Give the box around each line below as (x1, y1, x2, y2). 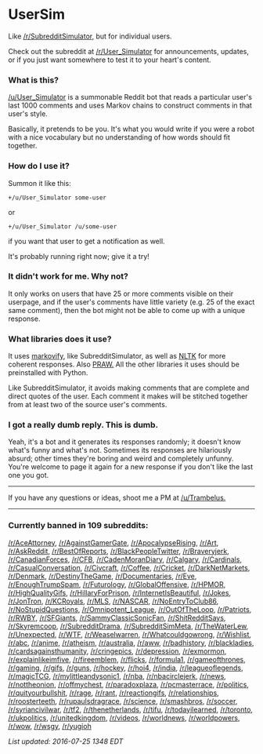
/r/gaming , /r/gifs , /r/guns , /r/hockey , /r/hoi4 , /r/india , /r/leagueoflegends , (8, 663, 243, 672)
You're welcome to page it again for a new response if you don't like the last (8, 462, 253, 472)
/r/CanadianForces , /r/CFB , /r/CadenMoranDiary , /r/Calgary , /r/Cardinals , (8, 555, 243, 564)
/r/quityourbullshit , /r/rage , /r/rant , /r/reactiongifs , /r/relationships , (8, 688, 219, 698)
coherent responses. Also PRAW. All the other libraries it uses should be (8, 359, 240, 370)
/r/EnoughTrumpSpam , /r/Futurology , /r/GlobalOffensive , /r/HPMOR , (8, 579, 226, 589)
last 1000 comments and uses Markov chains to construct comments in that (8, 100, 253, 111)
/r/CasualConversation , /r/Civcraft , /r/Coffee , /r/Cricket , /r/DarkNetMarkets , (8, 563, 250, 572)
